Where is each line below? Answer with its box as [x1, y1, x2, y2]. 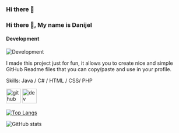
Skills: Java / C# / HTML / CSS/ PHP [6, 77, 93, 84]
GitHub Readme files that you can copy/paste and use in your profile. [6, 66, 172, 73]
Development [6, 35, 40, 43]
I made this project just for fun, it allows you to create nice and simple [6, 60, 173, 66]
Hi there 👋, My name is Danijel [6, 20, 92, 29]
